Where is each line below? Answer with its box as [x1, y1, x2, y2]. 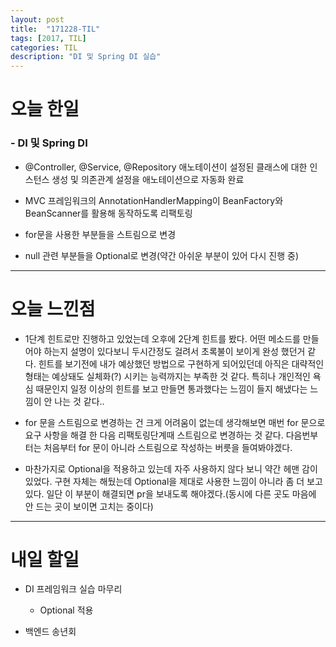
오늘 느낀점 [10, 297, 96, 320]
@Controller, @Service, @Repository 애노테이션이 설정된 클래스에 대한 [24, 161, 308, 173]
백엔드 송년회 [24, 626, 77, 638]
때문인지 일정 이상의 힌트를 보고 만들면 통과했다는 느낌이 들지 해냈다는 [35, 382, 308, 395]
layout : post [10, 14, 65, 25]
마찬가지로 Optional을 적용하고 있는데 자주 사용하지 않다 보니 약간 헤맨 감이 [24, 462, 318, 475]
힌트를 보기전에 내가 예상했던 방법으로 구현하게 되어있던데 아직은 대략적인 [38, 357, 325, 370]
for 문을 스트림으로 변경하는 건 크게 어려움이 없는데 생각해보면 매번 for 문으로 [24, 416, 326, 428]
